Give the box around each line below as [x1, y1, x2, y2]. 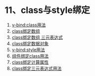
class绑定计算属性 [11, 59, 49, 65]
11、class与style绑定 [4, 4, 90, 16]
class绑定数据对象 [11, 40, 49, 46]
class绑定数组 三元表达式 [11, 34, 63, 40]
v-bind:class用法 [11, 22, 46, 28]
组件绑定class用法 [11, 53, 49, 59]
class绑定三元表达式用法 [11, 65, 62, 71]
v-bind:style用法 [11, 47, 46, 53]
